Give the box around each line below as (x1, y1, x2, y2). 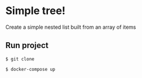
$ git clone (5, 56, 34, 62)
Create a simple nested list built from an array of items (5, 23, 136, 30)
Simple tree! (5, 4, 65, 18)
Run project (5, 40, 49, 50)
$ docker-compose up (5, 66, 56, 72)
